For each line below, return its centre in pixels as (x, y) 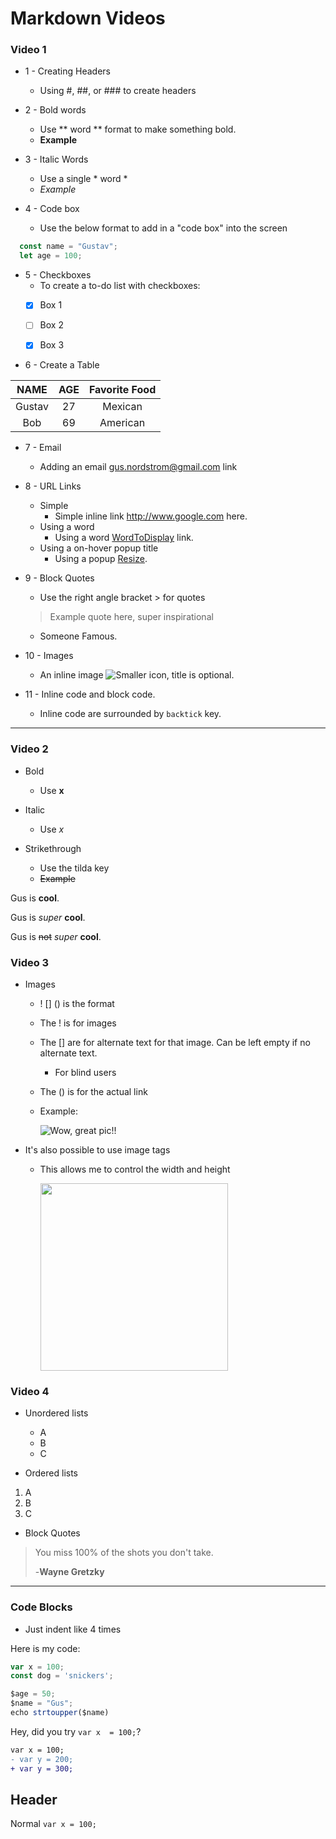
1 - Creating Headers (67, 71)
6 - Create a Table (62, 365)
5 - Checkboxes (58, 275)
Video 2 (29, 749)
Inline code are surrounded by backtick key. (130, 714)
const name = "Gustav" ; (68, 247)
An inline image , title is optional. (137, 675)
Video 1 (28, 50)
